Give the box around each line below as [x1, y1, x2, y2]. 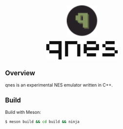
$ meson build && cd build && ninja [5, 119, 80, 124]
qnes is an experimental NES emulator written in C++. [5, 82, 113, 88]
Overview [5, 69, 36, 77]
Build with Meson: [5, 109, 41, 115]
